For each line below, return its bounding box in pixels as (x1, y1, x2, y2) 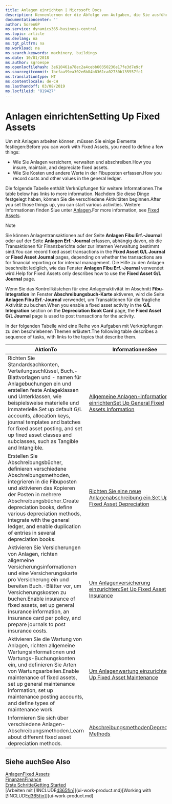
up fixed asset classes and (8, 431, 72, 438)
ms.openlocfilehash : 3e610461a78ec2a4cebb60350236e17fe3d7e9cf (5, 65, 143, 70)
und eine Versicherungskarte (8, 569, 78, 577)
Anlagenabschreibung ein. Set (89, 494, 160, 501)
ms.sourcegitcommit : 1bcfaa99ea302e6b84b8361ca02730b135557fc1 (5, 70, 143, 75)
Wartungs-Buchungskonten (8, 655, 76, 662)
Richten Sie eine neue (89, 488, 142, 495)
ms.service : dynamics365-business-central (5, 27, 97, 32)
